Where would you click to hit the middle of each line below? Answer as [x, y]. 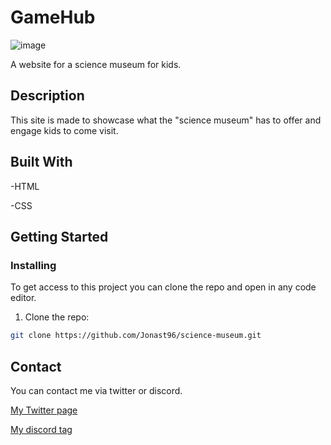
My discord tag [41, 429]
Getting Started [59, 236]
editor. [23, 298]
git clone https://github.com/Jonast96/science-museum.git [136, 336]
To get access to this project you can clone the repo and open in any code [163, 287]
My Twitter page [44, 410]
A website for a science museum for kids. [96, 64]
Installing [33, 265]
